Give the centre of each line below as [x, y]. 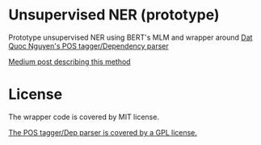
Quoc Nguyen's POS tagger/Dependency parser [89, 45]
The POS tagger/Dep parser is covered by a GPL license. [103, 132]
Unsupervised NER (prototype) [114, 15]
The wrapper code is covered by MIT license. [84, 117]
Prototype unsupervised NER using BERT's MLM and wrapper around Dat [130, 37]
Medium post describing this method [69, 62]
